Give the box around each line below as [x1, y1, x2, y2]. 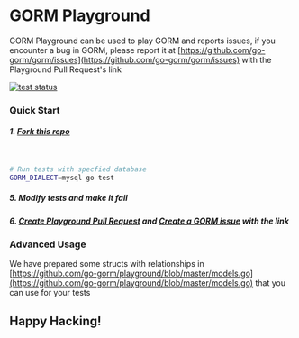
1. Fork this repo [9, 126, 70, 137]
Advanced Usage [9, 238, 86, 251]
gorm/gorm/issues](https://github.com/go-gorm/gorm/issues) [9, 54, 240, 65]
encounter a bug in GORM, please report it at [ [9, 44, 181, 55]
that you [255, 278, 286, 288]
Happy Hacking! [9, 313, 102, 329]
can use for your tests [9, 288, 91, 298]
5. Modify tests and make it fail [9, 193, 128, 204]
